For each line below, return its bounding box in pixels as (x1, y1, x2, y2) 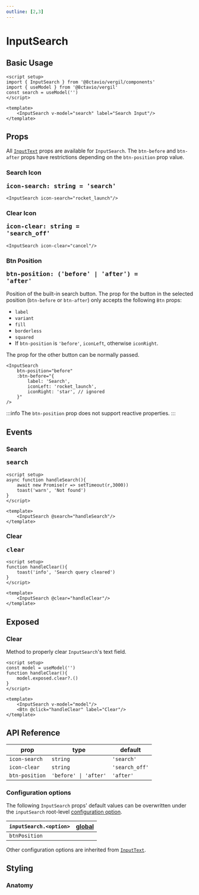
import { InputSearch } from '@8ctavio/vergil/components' (6, 79, 156, 85)
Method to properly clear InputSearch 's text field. (6, 648, 127, 655)
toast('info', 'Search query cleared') (17, 569, 116, 575)
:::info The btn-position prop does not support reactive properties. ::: (6, 410, 176, 417)
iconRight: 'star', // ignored (27, 389, 105, 395)
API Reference (6, 728, 61, 738)
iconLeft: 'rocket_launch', (27, 383, 97, 390)
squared (14, 335, 34, 341)
